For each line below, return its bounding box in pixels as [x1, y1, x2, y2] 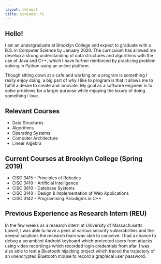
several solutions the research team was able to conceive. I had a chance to [5, 233, 156, 238]
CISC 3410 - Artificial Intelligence [12, 180, 78, 186]
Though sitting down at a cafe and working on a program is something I [5, 72, 147, 78]
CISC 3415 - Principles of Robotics [12, 175, 81, 181]
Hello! [5, 30, 23, 38]
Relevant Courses [5, 107, 60, 115]
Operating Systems [12, 130, 51, 136]
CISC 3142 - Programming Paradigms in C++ [12, 195, 102, 201]
